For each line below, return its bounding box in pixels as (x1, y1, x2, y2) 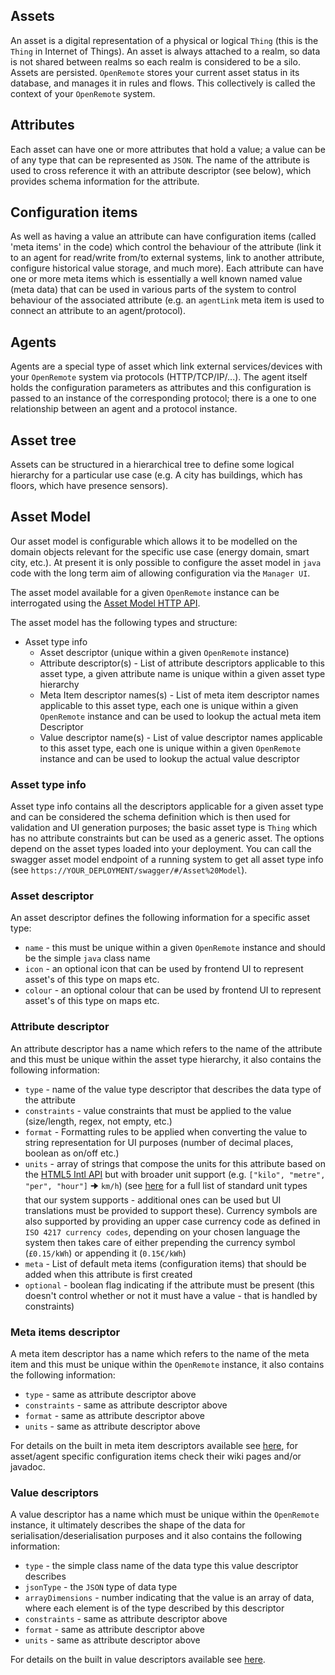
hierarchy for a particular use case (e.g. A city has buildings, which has (10, 469, 303, 481)
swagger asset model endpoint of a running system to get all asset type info (10, 854, 324, 866)
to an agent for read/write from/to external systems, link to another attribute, (10, 252, 325, 264)
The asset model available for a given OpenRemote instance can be (10, 586, 280, 598)
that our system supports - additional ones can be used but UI (24, 1194, 282, 1206)
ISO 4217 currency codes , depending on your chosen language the (24, 1225, 301, 1238)
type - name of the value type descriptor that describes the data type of (24, 1083, 322, 1095)
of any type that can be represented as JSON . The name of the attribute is (10, 154, 310, 166)
